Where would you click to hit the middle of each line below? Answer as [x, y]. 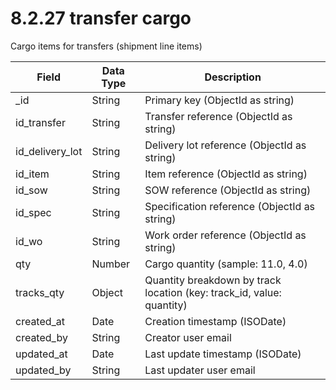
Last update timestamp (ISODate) [223, 354]
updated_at [41, 354]
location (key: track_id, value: [213, 292]
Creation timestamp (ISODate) [215, 321]
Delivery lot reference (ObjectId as [225, 145]
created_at [40, 321]
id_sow [31, 190]
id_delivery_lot [49, 151]
